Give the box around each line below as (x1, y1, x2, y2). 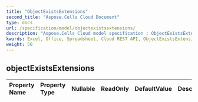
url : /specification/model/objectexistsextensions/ (6, 25, 136, 31)
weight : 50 (6, 42, 33, 48)
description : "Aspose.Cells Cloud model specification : (6, 31, 149, 37)
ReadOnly (101, 84, 130, 93)
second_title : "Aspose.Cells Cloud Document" (6, 14, 120, 20)
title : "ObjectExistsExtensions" (6, 8, 88, 15)
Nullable (71, 84, 95, 93)
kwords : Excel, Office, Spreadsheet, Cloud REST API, (6, 36, 141, 42)
